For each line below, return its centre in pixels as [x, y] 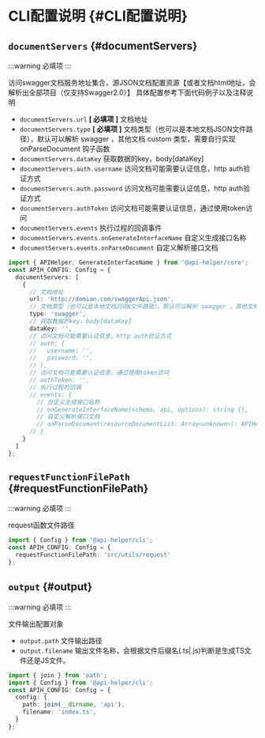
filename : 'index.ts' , [60, 712]
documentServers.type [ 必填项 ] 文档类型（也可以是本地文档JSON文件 [133, 129]
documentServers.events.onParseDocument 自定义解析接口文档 [119, 247]
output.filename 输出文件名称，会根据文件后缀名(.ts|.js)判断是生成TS [132, 650]
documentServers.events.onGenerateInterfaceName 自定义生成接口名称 [133, 237]
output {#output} [50, 587]
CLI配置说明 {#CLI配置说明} [98, 16]
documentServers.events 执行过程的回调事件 [91, 228]
